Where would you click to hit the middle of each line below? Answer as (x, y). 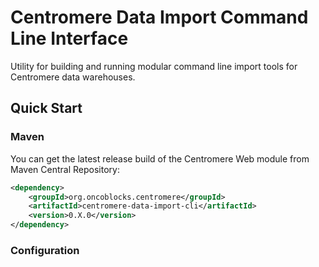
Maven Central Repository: (65, 169)
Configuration (45, 250)
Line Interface (69, 38)
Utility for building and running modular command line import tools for (154, 66)
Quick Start (46, 108)
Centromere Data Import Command (159, 17)
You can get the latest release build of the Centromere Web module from (160, 158)
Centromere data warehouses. (73, 77)
